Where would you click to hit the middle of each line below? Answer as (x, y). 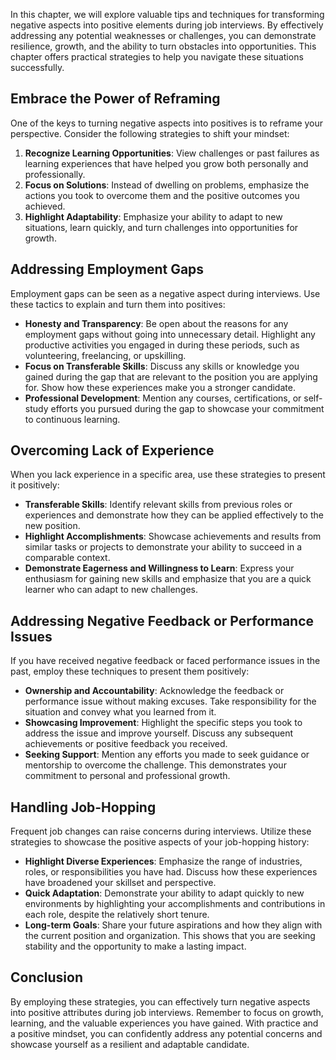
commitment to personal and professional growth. (127, 776)
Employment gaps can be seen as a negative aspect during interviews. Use (165, 293)
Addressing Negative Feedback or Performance (162, 620)
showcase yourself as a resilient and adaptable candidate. (130, 1044)
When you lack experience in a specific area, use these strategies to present (168, 475)
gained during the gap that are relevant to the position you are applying (171, 376)
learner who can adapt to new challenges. (111, 590)
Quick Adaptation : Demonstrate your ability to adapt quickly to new (164, 893)
